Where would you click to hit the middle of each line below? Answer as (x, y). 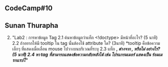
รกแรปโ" (20, 60)
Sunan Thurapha (32, 25)
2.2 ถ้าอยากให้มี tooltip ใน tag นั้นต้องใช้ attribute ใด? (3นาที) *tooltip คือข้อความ (86, 43)
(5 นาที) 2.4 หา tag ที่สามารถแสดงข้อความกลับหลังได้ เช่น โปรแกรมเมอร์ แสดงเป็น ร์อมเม (87, 54)
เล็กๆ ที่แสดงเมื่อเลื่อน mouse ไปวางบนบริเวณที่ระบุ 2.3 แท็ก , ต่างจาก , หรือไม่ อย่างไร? (86, 49)
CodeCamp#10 (29, 8)
